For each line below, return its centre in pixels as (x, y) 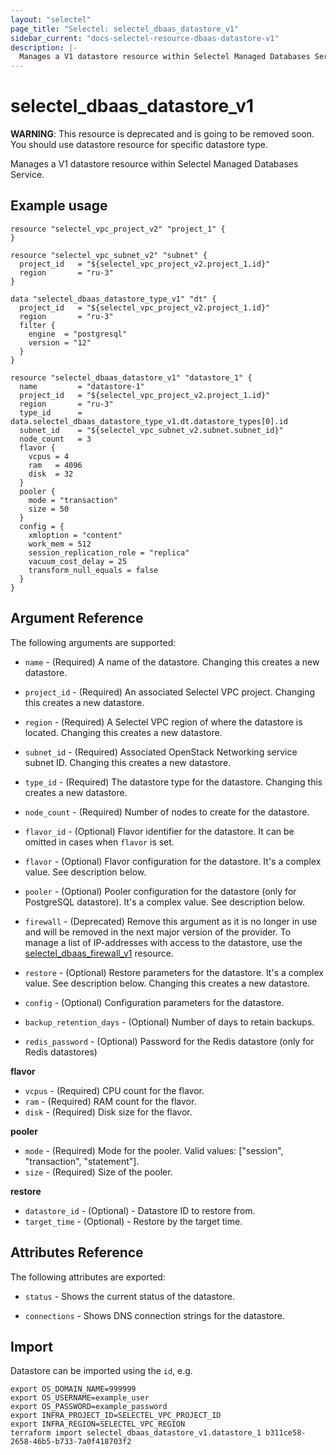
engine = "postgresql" (78, 334)
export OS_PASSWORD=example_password (89, 1407)
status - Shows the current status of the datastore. (129, 1296)
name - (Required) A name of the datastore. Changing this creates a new (172, 662)
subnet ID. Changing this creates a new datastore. (128, 762)
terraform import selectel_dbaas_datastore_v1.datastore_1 (136, 1433)
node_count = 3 (55, 439)
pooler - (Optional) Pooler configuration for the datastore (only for (160, 891)
